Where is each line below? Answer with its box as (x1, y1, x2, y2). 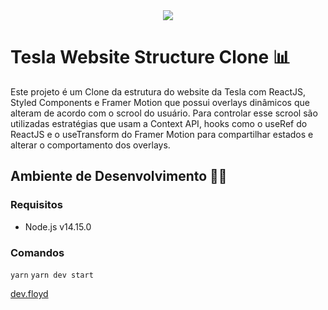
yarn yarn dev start (10, 270, 94, 280)
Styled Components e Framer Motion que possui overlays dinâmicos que (10, 96, 310, 108)
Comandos (10, 245, 65, 259)
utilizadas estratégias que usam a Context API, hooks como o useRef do (10, 117, 308, 129)
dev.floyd (10, 287, 49, 299)
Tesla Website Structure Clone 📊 (10, 46, 291, 69)
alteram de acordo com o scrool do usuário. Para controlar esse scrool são (10, 107, 318, 119)
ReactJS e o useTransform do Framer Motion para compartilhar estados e (10, 128, 314, 140)
